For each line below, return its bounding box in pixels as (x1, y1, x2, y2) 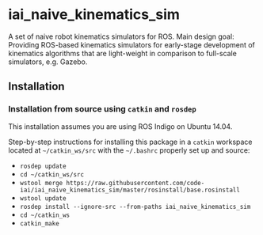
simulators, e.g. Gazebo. (8, 57, 88, 66)
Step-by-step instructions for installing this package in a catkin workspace (8, 137, 253, 146)
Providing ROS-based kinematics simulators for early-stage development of (8, 40, 256, 49)
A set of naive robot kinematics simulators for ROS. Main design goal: (8, 32, 235, 41)
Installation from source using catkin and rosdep (8, 104, 196, 115)
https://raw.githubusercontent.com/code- (66, 179, 205, 187)
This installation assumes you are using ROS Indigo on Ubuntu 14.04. (8, 121, 233, 131)
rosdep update (19, 162, 67, 170)
